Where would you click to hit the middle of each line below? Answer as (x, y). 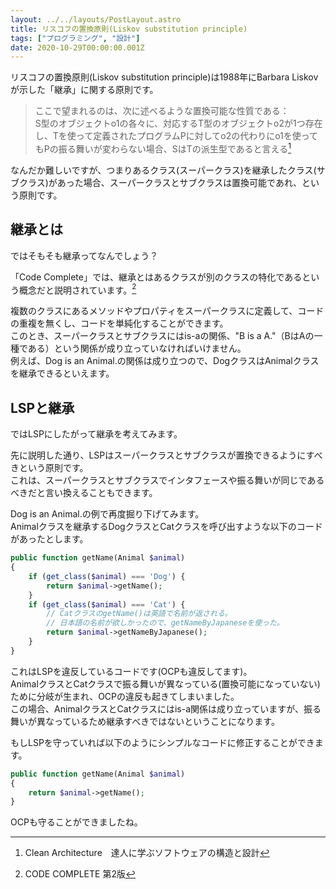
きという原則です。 (49, 468)
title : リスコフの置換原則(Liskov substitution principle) (129, 29)
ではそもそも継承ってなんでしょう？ (84, 255)
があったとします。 (49, 539)
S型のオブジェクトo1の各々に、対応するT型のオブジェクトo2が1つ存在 (178, 123)
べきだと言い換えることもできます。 (84, 493)
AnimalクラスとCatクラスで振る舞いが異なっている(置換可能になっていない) (165, 683)
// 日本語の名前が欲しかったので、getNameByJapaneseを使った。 (165, 623)
